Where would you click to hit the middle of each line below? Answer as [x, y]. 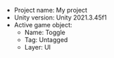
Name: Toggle [45, 32]
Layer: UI [38, 47]
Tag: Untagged [46, 40]
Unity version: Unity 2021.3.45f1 [60, 17]
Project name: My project [51, 10]
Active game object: [43, 25]
